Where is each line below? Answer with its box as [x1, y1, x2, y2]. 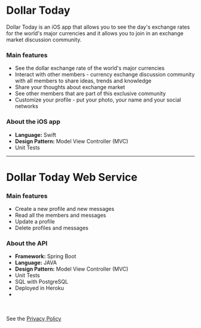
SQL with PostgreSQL [14, 278, 69, 286]
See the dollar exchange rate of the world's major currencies [14, 65, 165, 72]
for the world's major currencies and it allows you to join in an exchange [6, 29, 184, 36]
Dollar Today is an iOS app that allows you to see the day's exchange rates [6, 23, 190, 30]
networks [14, 103, 39, 110]
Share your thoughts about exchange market [14, 84, 126, 91]
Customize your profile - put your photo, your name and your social [14, 96, 181, 103]
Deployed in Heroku [14, 284, 64, 292]
